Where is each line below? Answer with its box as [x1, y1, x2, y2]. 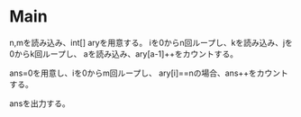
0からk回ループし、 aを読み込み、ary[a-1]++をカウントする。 [9, 48, 239, 59]
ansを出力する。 [9, 97, 70, 109]
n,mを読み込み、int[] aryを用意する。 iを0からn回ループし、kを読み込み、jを [9, 37, 293, 48]
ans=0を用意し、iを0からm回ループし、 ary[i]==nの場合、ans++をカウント [9, 67, 288, 78]
